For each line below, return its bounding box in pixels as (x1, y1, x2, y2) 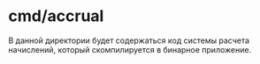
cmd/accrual (8, 6, 104, 26)
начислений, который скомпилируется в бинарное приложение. (8, 44, 252, 54)
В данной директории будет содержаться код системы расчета (8, 35, 249, 46)
